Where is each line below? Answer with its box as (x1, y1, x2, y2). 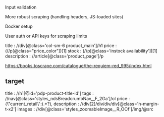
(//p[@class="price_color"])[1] (5, 48, 67, 54)
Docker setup (5, 23, 33, 29)
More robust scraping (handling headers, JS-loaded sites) (5, 14, 124, 19)
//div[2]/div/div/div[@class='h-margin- (80, 101, 160, 107)
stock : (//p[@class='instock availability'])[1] (67, 48, 158, 54)
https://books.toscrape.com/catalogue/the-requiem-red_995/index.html (5, 63, 152, 68)
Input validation (5, 4, 37, 10)
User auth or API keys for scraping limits (5, 33, 88, 39)
